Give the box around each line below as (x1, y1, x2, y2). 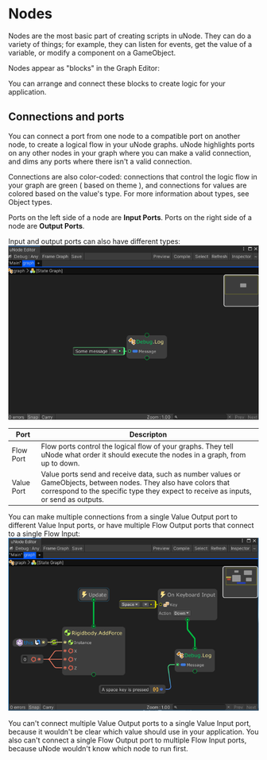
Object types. (8, 197, 53, 206)
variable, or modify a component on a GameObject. (8, 48, 176, 57)
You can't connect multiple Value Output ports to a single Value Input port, (8, 719, 252, 728)
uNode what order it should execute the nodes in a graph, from (41, 449, 246, 459)
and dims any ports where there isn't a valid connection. (8, 156, 192, 166)
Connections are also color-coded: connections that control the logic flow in (8, 172, 257, 181)
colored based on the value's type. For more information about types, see (8, 188, 250, 199)
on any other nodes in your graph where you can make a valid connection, (8, 148, 252, 157)
